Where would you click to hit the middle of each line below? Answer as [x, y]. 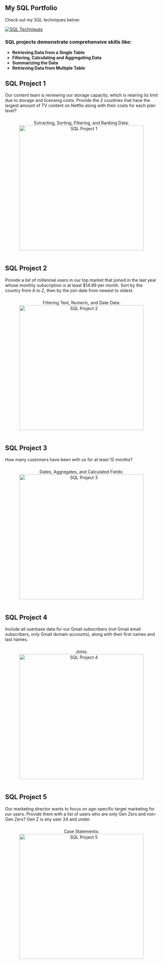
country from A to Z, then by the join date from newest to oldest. [69, 290]
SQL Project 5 [26, 797]
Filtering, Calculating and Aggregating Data [57, 58]
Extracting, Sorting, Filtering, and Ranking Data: [81, 123]
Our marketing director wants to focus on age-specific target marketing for [80, 808]
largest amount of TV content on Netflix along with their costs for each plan [80, 105]
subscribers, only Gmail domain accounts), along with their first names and [80, 634]
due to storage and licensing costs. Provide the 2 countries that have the [78, 100]
